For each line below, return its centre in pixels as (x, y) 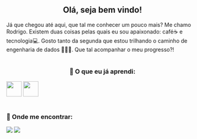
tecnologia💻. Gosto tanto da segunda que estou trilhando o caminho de (97, 41)
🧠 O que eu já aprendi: (102, 71)
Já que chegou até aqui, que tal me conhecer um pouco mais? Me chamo (99, 24)
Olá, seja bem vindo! (102, 10)
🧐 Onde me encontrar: (40, 116)
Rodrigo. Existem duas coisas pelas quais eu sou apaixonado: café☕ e (95, 31)
